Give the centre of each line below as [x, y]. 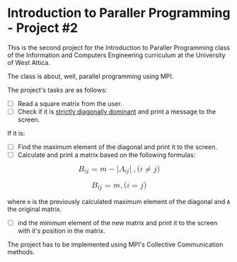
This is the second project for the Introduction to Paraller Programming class [119, 47]
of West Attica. [29, 62]
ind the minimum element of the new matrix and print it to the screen [117, 223]
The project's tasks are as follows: [57, 90]
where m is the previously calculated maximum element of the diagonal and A [119, 202]
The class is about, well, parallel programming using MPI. [91, 76]
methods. [21, 252]
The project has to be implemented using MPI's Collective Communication [115, 244]
